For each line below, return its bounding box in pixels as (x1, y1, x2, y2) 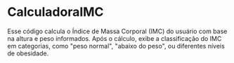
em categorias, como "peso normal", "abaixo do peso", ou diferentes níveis (7, 42, 225, 50)
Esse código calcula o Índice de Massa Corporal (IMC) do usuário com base (7, 27, 228, 35)
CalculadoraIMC (7, 4, 104, 20)
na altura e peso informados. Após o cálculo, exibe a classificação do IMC (7, 34, 222, 42)
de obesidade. (7, 49, 49, 57)
